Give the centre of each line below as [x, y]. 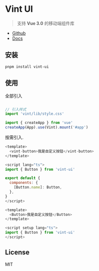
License [17, 253]
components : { [24, 183]
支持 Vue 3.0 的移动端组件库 [46, 23]
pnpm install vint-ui [27, 67]
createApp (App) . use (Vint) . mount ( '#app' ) [47, 127]
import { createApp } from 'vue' [39, 123]
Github [19, 33]
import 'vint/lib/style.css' [35, 114]
